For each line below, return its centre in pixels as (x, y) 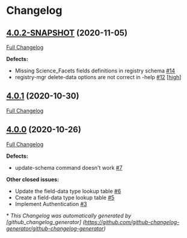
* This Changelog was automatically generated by (69, 216)
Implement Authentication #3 (51, 204)
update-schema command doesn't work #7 (69, 167)
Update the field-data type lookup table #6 (68, 191)
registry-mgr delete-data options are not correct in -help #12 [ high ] (98, 77)
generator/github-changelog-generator (55, 228)
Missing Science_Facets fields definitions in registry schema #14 (95, 71)
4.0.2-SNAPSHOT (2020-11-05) (67, 33)
